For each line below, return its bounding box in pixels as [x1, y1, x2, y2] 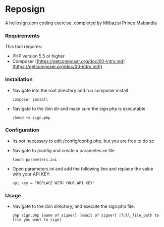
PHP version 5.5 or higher [12, 53, 65, 59]
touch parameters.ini [12, 157, 57, 162]
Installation [5, 76, 33, 83]
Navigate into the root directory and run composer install [12, 87, 128, 93]
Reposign [5, 3, 45, 15]
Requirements [5, 32, 40, 39]
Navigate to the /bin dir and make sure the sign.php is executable [12, 106, 146, 112]
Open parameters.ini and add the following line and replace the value [12, 166, 154, 171]
